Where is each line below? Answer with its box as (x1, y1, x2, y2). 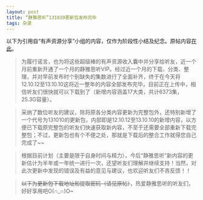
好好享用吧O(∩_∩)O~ (21, 187, 74, 195)
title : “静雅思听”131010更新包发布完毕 (6, 15, 97, 21)
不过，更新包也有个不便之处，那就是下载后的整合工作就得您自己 (37, 132, 197, 139)
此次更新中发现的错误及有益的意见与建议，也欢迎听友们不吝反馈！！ (21, 167, 191, 175)
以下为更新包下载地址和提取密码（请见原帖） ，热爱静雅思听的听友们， (21, 180, 194, 187)
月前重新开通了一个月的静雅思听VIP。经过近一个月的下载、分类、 (21, 65, 184, 73)
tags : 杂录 (6, 20, 32, 26)
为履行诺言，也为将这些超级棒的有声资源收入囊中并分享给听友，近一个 (21, 58, 197, 65)
